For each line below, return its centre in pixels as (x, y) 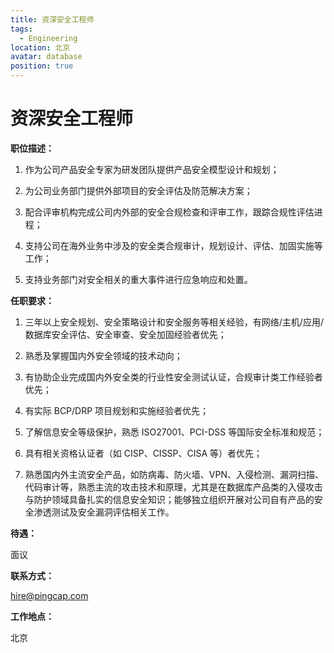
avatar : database (46, 57)
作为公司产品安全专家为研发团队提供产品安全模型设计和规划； (152, 169)
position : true (42, 66)
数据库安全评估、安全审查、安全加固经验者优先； (125, 334)
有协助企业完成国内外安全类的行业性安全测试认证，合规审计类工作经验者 (173, 377)
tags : (21, 29)
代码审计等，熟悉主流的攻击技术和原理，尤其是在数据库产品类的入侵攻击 (173, 487)
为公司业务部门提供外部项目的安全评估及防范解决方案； (138, 190)
